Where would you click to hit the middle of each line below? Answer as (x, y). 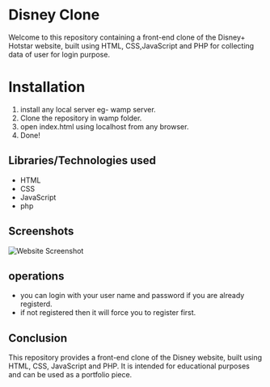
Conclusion (38, 338)
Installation (47, 87)
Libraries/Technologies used (82, 160)
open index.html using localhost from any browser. (104, 126)
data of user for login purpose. (59, 54)
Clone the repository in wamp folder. (81, 118)
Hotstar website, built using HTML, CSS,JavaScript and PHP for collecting (131, 45)
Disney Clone (54, 15)
